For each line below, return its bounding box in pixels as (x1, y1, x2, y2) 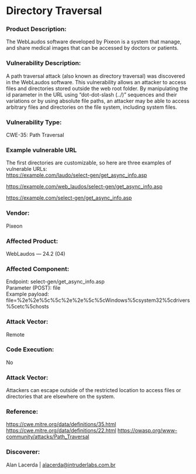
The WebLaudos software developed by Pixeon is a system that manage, (6, 38, 182, 45)
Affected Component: (6, 265, 70, 273)
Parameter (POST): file (6, 284, 61, 291)
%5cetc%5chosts (6, 303, 49, 310)
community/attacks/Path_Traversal (6, 433, 90, 440)
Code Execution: (6, 345, 54, 353)
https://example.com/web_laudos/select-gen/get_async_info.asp (6, 183, 163, 190)
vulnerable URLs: (6, 166, 47, 173)
